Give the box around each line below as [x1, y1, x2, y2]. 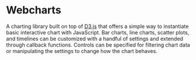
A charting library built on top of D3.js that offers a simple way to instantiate [6, 23, 189, 30]
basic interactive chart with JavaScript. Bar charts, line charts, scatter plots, [6, 29, 190, 36]
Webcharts [6, 3, 62, 17]
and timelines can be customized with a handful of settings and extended [6, 35, 184, 42]
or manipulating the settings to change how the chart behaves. [6, 47, 158, 54]
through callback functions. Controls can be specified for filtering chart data [6, 41, 191, 48]
